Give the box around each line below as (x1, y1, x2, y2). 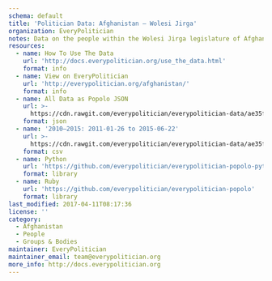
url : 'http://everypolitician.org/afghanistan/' (23, 79, 190, 87)
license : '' (8, 207, 49, 215)
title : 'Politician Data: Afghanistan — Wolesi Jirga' (8, 19, 198, 28)
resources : (8, 42, 45, 50)
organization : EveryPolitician (8, 27, 114, 35)
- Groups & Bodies (15, 238, 79, 246)
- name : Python (15, 155, 67, 163)
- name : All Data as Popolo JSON (15, 95, 129, 103)
